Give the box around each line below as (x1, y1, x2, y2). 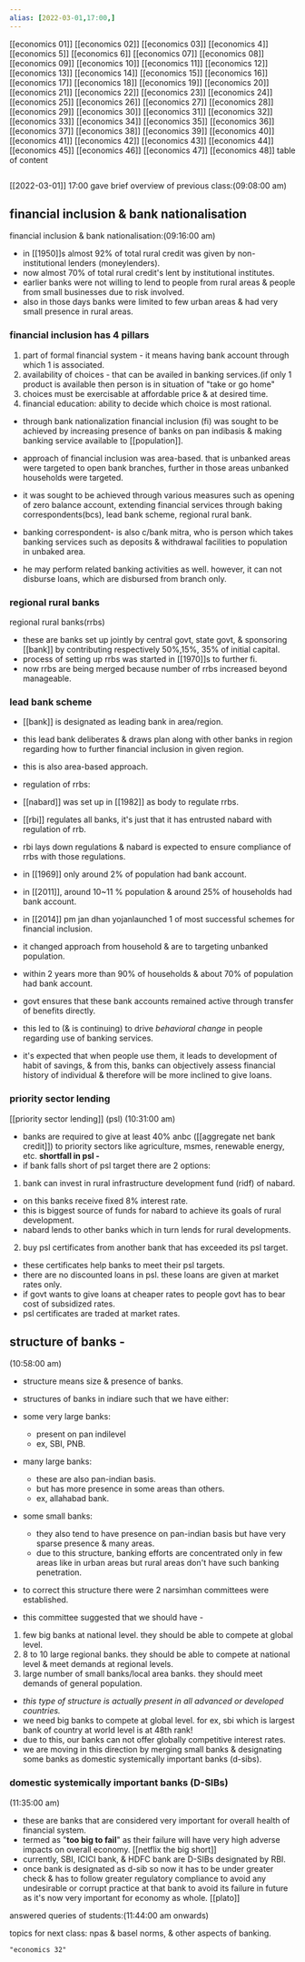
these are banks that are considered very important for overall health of (22, 1815, 290, 1825)
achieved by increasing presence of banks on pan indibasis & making (22, 425, 282, 436)
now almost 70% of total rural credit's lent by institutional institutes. (22, 268, 275, 279)
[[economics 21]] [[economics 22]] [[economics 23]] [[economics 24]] (9, 86, 273, 97)
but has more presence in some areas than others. (35, 1483, 225, 1494)
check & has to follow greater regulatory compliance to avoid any (22, 1873, 266, 1884)
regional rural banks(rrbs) (9, 616, 106, 628)
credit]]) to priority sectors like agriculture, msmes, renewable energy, (22, 1140, 285, 1152)
